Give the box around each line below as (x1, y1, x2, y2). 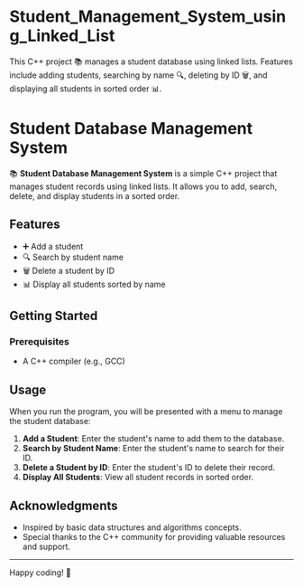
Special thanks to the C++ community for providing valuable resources (22, 532, 286, 542)
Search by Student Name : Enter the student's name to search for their (22, 443, 285, 454)
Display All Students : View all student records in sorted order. (22, 472, 254, 483)
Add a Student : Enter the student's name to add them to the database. (22, 433, 285, 444)
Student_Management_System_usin (9, 6, 287, 27)
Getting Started (9, 308, 98, 324)
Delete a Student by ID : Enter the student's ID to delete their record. (22, 462, 276, 473)
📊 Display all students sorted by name (22, 279, 166, 289)
